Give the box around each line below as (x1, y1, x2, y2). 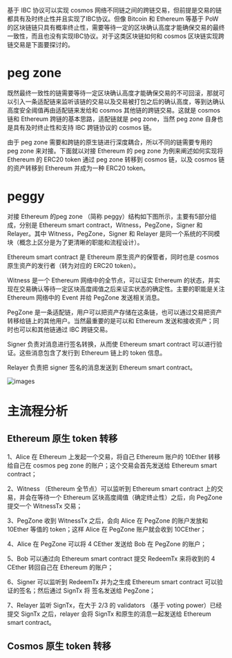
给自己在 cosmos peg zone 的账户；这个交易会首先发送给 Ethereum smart (7, 461, 217, 470)
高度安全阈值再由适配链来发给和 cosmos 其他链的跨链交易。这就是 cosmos (7, 106, 221, 114)
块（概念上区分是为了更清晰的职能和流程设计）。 (7, 238, 144, 246)
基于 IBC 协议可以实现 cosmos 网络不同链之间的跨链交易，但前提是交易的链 (7, 6, 222, 14)
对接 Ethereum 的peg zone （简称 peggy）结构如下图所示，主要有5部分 (7, 212, 211, 220)
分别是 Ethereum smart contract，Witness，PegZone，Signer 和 (19, 220, 203, 229)
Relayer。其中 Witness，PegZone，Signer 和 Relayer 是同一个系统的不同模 (7, 229, 220, 238)
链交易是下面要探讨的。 (7, 41, 74, 48)
